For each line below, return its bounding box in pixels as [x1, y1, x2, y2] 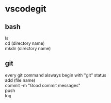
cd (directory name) [5, 40, 45, 46]
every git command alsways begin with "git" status [5, 72, 107, 78]
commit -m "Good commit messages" [5, 82, 81, 88]
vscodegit [5, 3, 47, 14]
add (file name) [5, 77, 35, 83]
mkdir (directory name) [5, 46, 51, 51]
